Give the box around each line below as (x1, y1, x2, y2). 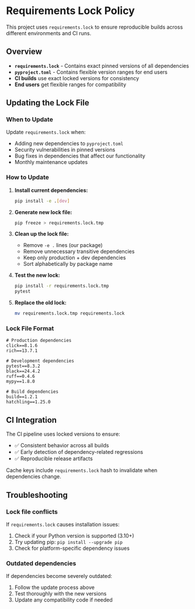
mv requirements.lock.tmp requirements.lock (14, 310, 125, 317)
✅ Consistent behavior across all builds (14, 442, 109, 449)
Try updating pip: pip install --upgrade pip (14, 538, 123, 545)
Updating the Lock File (6, 98, 89, 108)
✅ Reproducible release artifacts (14, 455, 93, 462)
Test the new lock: (14, 272, 60, 279)
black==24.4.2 (6, 368, 41, 374)
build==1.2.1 (6, 394, 38, 400)
